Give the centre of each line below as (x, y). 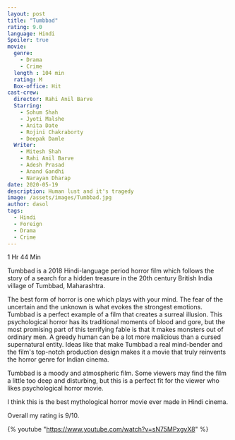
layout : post (26, 14)
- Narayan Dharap (46, 178)
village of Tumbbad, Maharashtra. (56, 286)
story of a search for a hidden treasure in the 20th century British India (110, 278)
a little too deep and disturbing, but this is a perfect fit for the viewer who (114, 381)
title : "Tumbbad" (33, 20)
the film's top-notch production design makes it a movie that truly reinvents (117, 352)
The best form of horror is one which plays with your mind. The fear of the (115, 299)
